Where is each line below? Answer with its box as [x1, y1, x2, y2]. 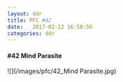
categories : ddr [7, 29, 55, 37]
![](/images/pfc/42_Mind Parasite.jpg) [7, 67, 117, 76]
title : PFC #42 [7, 17, 52, 24]
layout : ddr [7, 10, 42, 18]
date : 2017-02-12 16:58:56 [7, 23, 93, 30]
